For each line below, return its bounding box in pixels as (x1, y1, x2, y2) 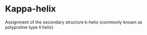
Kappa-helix (5, 3, 56, 14)
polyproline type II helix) (5, 24, 54, 30)
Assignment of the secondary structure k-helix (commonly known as (5, 19, 143, 25)
